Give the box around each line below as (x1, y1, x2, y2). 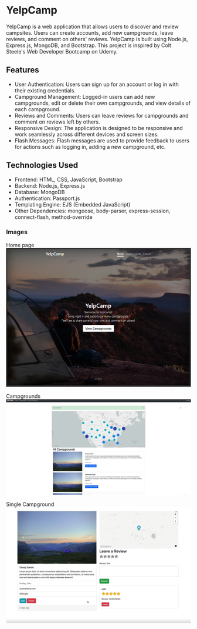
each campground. (14, 105, 61, 112)
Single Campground (6, 501, 55, 508)
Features (6, 65, 39, 75)
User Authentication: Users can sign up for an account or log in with (14, 81, 179, 88)
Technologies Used (6, 160, 78, 171)
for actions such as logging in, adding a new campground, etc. (14, 143, 166, 150)
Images (6, 228, 28, 236)
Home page (6, 241, 35, 248)
